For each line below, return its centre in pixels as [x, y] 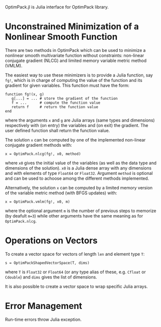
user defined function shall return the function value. [58, 130]
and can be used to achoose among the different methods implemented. [77, 178]
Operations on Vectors [51, 241]
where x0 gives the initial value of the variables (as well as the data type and [81, 163]
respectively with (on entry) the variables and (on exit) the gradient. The [77, 125]
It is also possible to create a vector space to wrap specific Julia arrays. [76, 286]
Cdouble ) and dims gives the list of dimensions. [51, 277]
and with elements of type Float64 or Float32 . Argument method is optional [79, 173]
